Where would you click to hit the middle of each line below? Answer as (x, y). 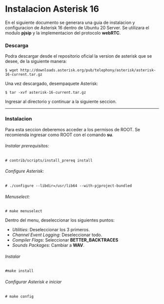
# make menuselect (24, 211)
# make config (20, 296)
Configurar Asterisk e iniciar (33, 282)
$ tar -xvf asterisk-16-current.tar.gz (46, 93)
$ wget (12, 70)
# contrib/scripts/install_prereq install (49, 160)
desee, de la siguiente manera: (36, 61)
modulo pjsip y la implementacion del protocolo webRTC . (63, 33)
